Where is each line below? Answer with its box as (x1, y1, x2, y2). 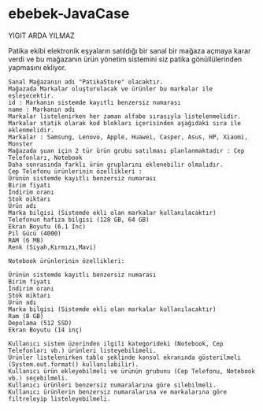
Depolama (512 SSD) (8, 319, 72, 327)
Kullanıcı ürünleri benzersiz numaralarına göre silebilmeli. (8, 381, 217, 389)
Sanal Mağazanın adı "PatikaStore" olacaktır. (8, 78, 164, 86)
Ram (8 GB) (8, 312, 44, 320)
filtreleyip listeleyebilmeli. (8, 394, 111, 402)
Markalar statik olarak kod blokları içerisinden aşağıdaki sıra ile (8, 119, 242, 127)
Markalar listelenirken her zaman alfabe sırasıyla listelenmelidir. (8, 112, 242, 120)
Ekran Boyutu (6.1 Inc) (8, 222, 87, 231)
